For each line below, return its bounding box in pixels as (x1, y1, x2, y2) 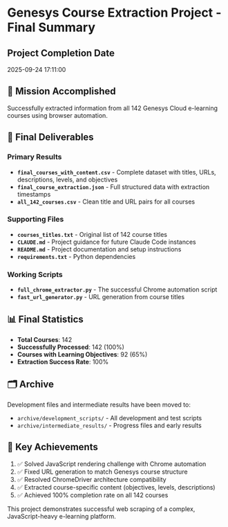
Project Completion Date (7, 47, 115, 59)
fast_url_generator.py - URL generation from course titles (17, 293, 185, 301)
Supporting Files (7, 215, 64, 224)
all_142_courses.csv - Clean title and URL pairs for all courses (17, 197, 196, 206)
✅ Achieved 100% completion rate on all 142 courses (17, 490, 169, 499)
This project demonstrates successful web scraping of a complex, (7, 504, 196, 513)
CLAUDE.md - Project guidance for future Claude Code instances (17, 238, 196, 246)
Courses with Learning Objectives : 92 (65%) (17, 350, 148, 358)
